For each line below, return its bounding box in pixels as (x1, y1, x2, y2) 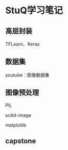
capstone (5, 137, 36, 145)
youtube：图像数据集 (5, 72, 50, 78)
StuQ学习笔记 (5, 5, 63, 16)
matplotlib (5, 122, 27, 128)
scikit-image (5, 112, 32, 118)
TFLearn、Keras (5, 41, 40, 47)
